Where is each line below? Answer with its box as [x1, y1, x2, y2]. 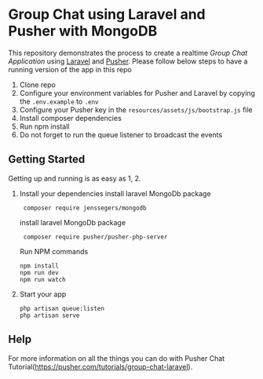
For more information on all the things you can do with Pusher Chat [8, 353, 225, 363]
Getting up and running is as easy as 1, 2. [8, 173, 141, 183]
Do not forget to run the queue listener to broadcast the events [19, 129, 223, 139]
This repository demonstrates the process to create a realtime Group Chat [8, 48, 248, 57]
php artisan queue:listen [19, 304, 104, 312]
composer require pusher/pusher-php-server [23, 233, 168, 241]
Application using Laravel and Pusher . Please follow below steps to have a [8, 56, 248, 66]
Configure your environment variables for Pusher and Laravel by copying [19, 88, 255, 97]
